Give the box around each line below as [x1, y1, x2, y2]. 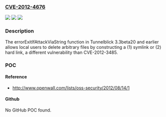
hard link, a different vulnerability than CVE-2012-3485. [5, 49, 118, 55]
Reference [5, 74, 27, 80]
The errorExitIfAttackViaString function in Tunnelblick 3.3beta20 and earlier [5, 39, 159, 45]
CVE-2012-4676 [5, 3, 46, 10]
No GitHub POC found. [5, 107, 52, 113]
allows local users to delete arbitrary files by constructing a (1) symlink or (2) [5, 44, 162, 50]
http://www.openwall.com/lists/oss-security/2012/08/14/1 [12, 85, 130, 91]
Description [5, 28, 34, 35]
